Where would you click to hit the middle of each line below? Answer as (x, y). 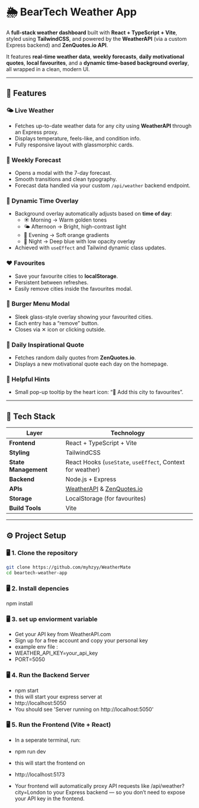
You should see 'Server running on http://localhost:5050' (84, 709)
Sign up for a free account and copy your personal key (81, 640)
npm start (26, 690)
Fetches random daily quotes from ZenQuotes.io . (75, 358)
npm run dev (30, 751)
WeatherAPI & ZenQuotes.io (104, 489)
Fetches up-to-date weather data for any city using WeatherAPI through (103, 126)
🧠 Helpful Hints (28, 379)
